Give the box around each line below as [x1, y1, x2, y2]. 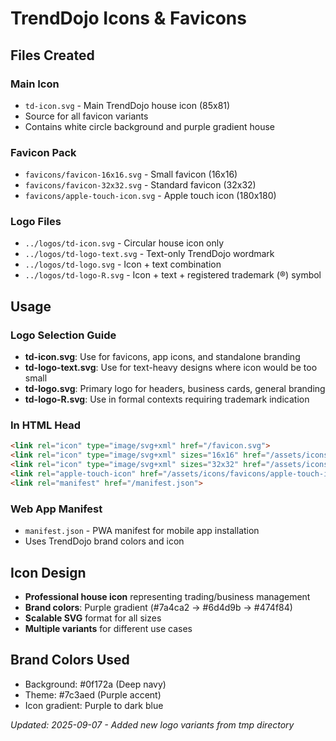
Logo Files [10, 215, 62, 229]
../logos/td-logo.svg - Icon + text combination [24, 258, 222, 271]
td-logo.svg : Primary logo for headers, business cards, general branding [24, 383, 326, 395]
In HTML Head [10, 418, 82, 432]
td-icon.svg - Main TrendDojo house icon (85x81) [24, 99, 231, 111]
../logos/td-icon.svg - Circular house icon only [24, 237, 225, 249]
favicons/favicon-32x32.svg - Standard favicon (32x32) [24, 179, 257, 191]
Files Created [10, 47, 95, 64]
